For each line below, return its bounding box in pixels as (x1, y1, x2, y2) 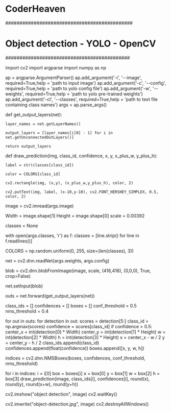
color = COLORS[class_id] (5, 172, 60, 177)
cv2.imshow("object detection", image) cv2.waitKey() (5, 391, 117, 397)
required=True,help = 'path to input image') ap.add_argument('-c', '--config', (5, 80, 166, 86)
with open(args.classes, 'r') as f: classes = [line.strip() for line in (5, 232, 139, 238)
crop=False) (5, 273, 31, 279)
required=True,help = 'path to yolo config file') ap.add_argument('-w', (5, 85, 152, 91)
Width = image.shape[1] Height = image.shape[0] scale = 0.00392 (5, 212, 145, 219)
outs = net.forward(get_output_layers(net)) (5, 293, 95, 299)
